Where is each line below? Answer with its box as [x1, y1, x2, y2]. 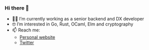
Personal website [19, 34, 56, 40]
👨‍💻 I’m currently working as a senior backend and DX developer [12, 16, 144, 22]
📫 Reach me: [12, 27, 41, 33]
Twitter [19, 39, 35, 45]
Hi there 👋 [5, 4, 30, 11]
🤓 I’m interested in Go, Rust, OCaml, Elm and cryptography [12, 21, 133, 27]
